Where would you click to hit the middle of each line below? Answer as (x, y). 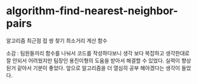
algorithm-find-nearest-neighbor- (92, 11)
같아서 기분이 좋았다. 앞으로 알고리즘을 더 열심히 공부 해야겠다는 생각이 (99, 68)
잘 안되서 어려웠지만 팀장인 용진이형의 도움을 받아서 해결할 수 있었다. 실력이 (93, 60)
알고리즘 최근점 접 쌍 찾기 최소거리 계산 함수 (57, 40)
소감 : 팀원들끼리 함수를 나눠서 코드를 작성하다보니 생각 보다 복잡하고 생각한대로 (98, 53)
